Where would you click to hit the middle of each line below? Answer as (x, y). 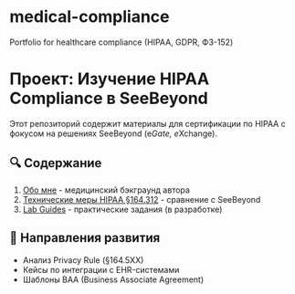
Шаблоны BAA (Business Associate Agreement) (113, 279)
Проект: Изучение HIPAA (110, 79)
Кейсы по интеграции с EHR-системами (101, 269)
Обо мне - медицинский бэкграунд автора (106, 190)
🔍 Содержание (56, 163)
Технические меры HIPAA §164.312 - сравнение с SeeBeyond (142, 199)
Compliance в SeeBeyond (109, 99)
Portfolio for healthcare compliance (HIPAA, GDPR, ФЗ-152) (121, 42)
